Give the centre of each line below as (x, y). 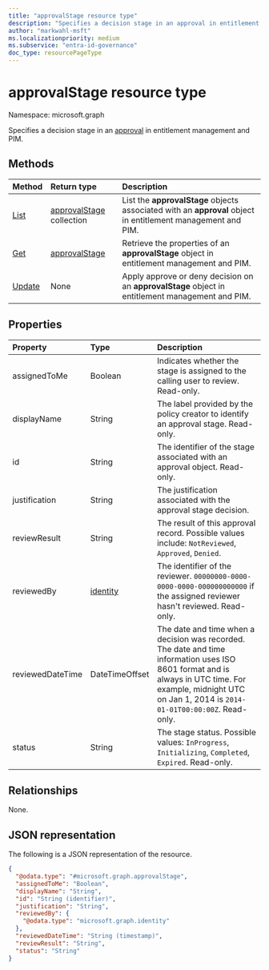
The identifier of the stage (206, 447)
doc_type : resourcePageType (55, 53)
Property (30, 347)
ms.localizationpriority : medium (64, 38)
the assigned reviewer (199, 596)
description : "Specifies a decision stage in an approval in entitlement (134, 23)
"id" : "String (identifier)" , (66, 899)
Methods (31, 164)
